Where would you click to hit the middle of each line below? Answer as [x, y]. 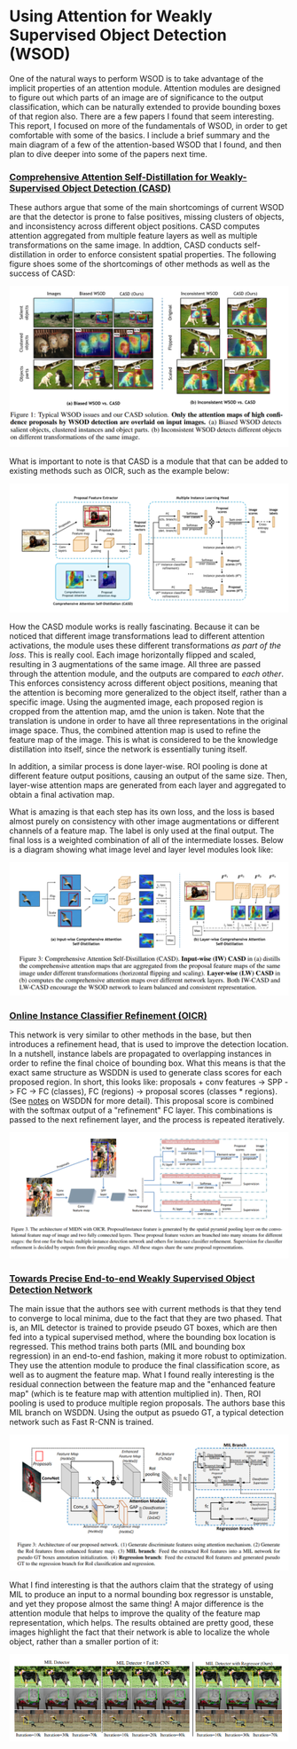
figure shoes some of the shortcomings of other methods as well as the [140, 264]
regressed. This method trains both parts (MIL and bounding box [127, 1347]
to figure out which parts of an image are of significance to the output [137, 97]
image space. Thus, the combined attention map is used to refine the [135, 730]
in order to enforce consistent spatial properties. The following [162, 255]
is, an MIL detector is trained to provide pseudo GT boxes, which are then [143, 1328]
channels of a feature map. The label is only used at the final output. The [142, 831]
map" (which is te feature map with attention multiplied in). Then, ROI [135, 1394]
